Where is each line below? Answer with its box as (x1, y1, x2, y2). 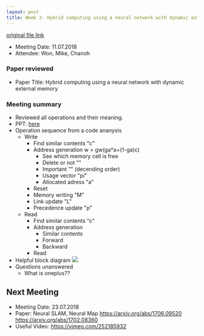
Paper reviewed (6, 64, 53, 73)
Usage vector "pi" (42, 172, 87, 179)
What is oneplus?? (24, 270, 70, 277)
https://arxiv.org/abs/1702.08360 (15, 316, 98, 323)
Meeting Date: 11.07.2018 (15, 43, 77, 50)
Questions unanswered (15, 263, 73, 270)
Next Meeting (6, 287, 59, 298)
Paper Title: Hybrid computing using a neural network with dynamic (15, 78, 185, 86)
